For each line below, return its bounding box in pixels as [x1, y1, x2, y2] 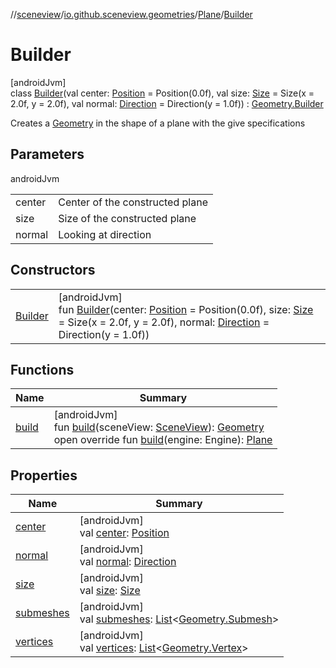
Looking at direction [58, 227, 152, 241]
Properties [10, 467, 78, 484]
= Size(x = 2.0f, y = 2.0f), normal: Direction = [58, 315, 270, 329]
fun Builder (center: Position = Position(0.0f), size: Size [58, 302, 314, 316]
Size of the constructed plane [58, 211, 197, 225]
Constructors [10, 262, 96, 279]
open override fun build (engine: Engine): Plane [53, 433, 273, 447]
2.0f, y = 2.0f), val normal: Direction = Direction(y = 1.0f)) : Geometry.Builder [10, 97, 324, 109]
